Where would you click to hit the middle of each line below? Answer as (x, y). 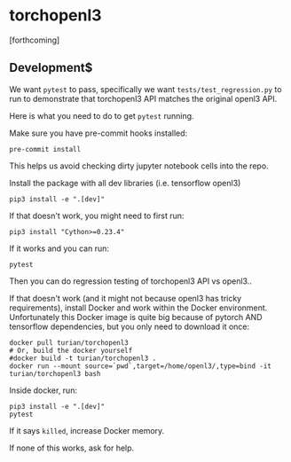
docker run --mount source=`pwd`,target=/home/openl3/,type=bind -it (141, 366)
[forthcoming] (35, 40)
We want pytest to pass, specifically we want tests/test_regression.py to (145, 89)
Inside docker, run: (43, 390)
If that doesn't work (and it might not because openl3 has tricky (126, 298)
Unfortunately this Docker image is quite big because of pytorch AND (136, 317)
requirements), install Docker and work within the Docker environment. (138, 308)
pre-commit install (45, 149)
